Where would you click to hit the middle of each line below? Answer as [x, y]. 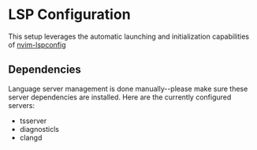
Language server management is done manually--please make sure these [128, 88]
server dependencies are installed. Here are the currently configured [120, 97]
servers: [22, 105]
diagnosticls [39, 129]
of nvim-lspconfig [37, 44]
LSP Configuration [70, 15]
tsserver [33, 121]
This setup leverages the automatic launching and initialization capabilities [129, 36]
